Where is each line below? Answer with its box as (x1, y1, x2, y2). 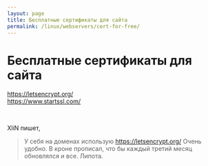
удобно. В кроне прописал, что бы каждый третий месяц (23, 145, 193, 153)
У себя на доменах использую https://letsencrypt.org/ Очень (23, 137, 202, 145)
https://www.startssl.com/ (7, 97, 81, 105)
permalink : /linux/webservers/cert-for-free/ (7, 23, 140, 30)
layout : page (7, 10, 45, 17)
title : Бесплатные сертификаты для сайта (7, 17, 128, 23)
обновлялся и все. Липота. (23, 152, 103, 160)
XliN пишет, (7, 124, 41, 132)
